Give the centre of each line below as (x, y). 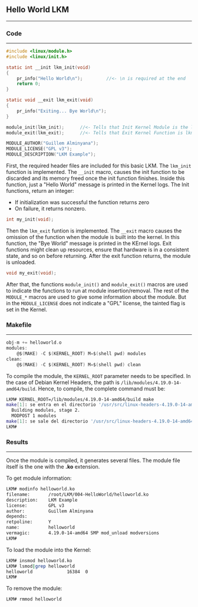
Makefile (19, 325)
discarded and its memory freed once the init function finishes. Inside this (96, 178)
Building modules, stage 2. (46, 411)
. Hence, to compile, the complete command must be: (100, 388)
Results (17, 442)
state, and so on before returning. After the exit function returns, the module (98, 256)
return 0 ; (29, 84)
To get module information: (39, 478)
